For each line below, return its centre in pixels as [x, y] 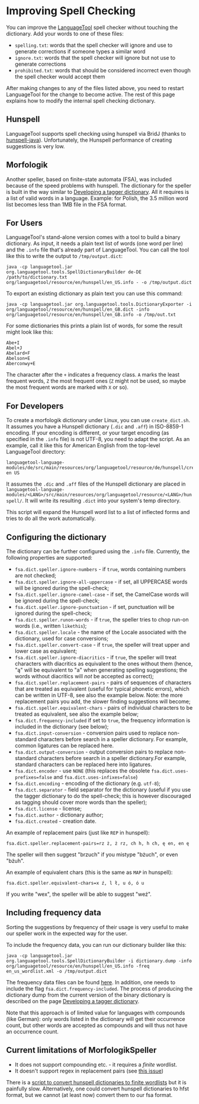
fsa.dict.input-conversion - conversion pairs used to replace [91, 733]
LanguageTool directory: [36, 452]
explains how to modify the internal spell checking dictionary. [81, 100]
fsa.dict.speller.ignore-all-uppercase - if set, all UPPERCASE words [101, 582]
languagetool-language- [36, 490]
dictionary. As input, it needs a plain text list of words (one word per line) [95, 244]
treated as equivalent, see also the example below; [77, 714]
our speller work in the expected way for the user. [67, 933]
